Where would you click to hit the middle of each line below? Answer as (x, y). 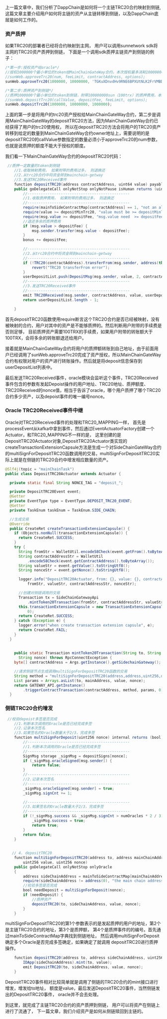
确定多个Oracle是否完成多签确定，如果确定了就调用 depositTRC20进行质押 (82, 942)
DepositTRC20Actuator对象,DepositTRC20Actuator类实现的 (66, 441)
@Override (20, 524)
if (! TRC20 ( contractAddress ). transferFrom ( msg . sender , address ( (91, 263)
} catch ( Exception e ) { (40, 621)
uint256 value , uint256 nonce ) (55, 862)
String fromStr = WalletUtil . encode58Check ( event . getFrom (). (83, 552)
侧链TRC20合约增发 (29, 708)
